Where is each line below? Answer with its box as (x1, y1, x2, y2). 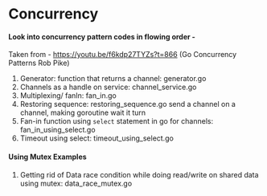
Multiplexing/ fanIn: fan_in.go (19, 91, 117, 100)
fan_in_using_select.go (19, 125, 96, 135)
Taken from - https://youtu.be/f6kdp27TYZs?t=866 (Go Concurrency (8, 50, 237, 59)
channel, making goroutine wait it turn (19, 108, 146, 117)
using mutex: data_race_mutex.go (19, 178, 133, 188)
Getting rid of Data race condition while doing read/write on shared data (19, 169, 259, 179)
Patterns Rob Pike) (8, 58, 70, 68)
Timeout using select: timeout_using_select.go (19, 133, 175, 143)
